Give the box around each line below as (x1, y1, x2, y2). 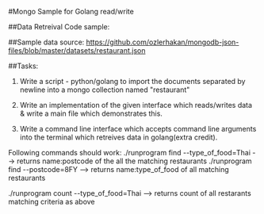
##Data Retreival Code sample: (8, 22, 110, 31)
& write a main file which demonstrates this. (19, 109, 163, 118)
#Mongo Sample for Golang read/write (8, 7, 135, 16)
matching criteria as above (8, 197, 95, 206)
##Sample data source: (8, 37, 85, 47)
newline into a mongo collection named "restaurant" (19, 85, 190, 94)
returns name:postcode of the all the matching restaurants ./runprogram (17, 156, 252, 166)
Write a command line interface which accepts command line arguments (19, 124, 257, 133)
